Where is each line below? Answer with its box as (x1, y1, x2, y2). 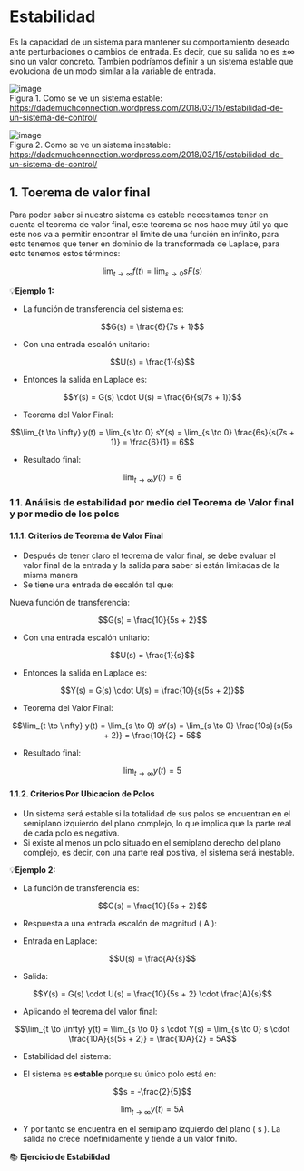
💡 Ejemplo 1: (9, 285, 54, 296)
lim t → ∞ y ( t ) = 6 (123, 471, 182, 485)
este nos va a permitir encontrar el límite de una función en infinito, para (9, 228, 279, 239)
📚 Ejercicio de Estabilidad (9, 1152, 111, 1163)
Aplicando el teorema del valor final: (22, 1006, 158, 1017)
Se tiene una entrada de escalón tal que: (22, 579, 174, 590)
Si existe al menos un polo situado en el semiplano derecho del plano (22, 837, 281, 848)
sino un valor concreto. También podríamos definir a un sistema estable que (9, 55, 294, 66)
